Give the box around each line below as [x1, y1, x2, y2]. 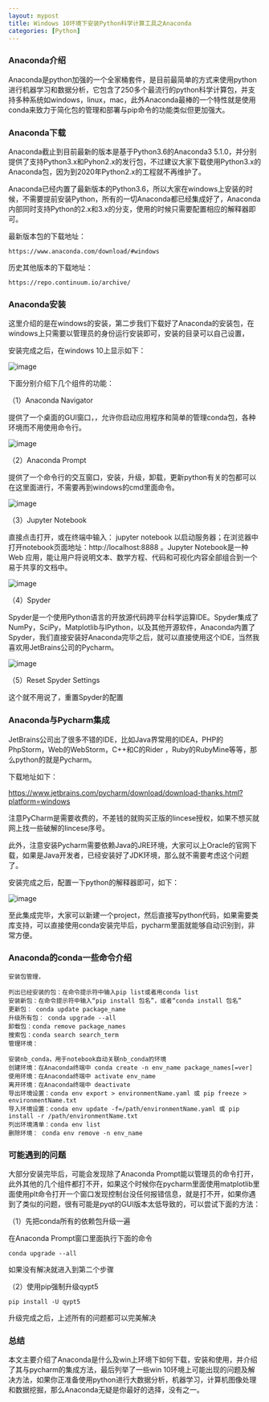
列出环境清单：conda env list [8, 1120, 101, 1128]
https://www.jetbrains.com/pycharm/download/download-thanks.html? [8, 788, 243, 797]
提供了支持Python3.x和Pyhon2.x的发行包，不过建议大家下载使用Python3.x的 [8, 156, 262, 166]
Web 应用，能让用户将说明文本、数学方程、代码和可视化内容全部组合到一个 [8, 552, 258, 562]
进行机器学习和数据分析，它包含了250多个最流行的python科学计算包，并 [8, 85, 249, 94]
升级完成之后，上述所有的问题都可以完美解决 [8, 1313, 157, 1323]
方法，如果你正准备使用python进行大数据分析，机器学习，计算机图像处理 [14, 1375, 257, 1385]
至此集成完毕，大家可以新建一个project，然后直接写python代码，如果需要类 [8, 910, 259, 920]
